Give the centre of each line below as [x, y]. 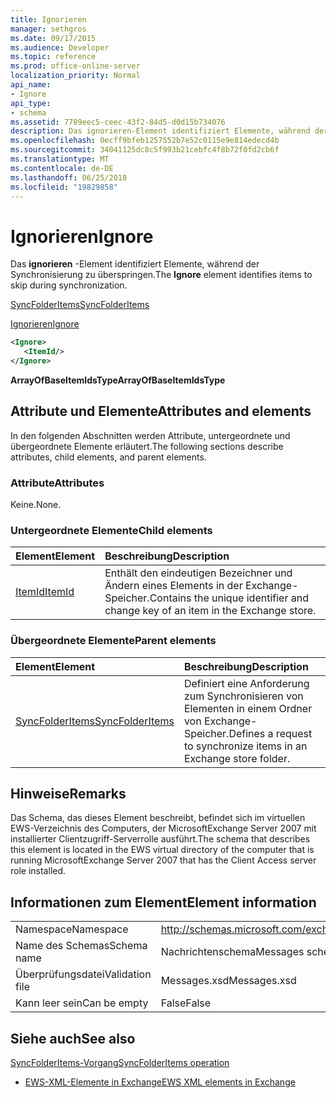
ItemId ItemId [45, 592]
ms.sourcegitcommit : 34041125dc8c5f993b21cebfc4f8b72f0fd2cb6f [145, 150]
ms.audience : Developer [60, 47]
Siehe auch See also [73, 1038]
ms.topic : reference [53, 57]
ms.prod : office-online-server [75, 66]
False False [186, 1003]
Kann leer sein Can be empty [82, 1003]
